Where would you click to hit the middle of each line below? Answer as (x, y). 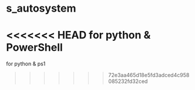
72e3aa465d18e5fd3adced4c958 (149, 75)
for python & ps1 (26, 64)
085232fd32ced (128, 81)
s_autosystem (41, 8)
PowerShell (34, 48)
